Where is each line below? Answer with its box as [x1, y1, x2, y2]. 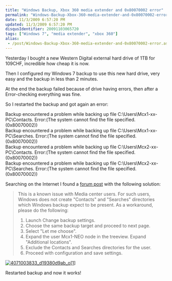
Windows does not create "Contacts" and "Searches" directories [17, 196, 155, 203]
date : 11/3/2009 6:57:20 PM [5, 17, 66, 22]
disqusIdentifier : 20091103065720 [5, 27, 79, 32]
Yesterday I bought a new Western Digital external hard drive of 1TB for [5, 55, 155, 61]
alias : [5, 36, 19, 42]
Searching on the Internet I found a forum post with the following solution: [5, 180, 161, 187]
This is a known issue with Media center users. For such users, [17, 191, 151, 197]
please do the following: [17, 207, 69, 213]
